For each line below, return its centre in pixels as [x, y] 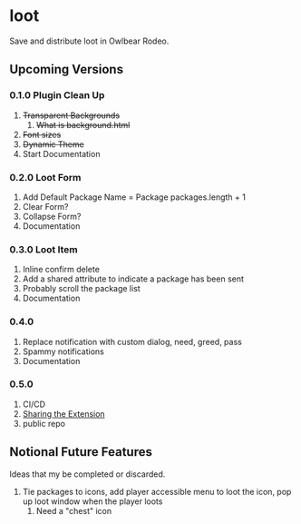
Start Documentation [61, 153]
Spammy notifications [63, 351]
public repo [44, 423]
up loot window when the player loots [92, 501]
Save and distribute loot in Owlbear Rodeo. [89, 41]
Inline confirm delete [61, 270]
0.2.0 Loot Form [45, 177]
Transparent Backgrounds [71, 115]
